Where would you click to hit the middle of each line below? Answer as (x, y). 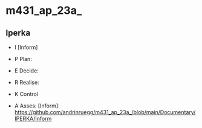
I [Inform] (26, 47)
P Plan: (23, 59)
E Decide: (26, 71)
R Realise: (27, 82)
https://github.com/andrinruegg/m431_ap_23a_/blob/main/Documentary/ (105, 112)
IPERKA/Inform (33, 119)
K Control (26, 94)
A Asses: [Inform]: (37, 106)
